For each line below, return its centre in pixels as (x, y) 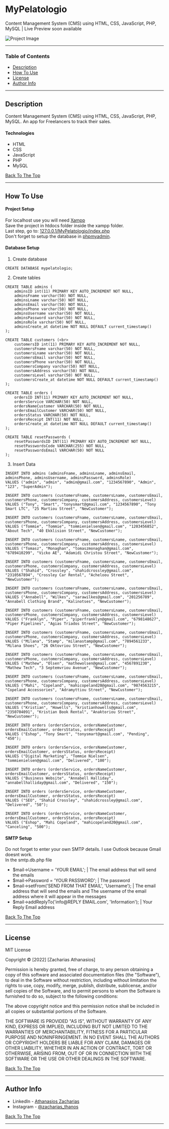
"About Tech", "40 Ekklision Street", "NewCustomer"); (64, 531)
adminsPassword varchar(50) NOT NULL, (55, 318)
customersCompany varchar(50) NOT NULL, (57, 367)
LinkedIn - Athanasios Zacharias (46, 1101)
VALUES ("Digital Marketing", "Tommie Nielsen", (57, 756)
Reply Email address (33, 907)
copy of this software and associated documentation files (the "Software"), (83, 975)
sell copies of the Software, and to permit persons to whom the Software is (83, 991)
